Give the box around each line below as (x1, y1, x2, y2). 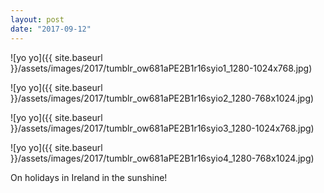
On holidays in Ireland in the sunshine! (10, 171, 168, 183)
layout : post (10, 14, 65, 25)
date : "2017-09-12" (10, 24, 92, 34)
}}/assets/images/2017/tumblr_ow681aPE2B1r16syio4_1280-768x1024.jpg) (10, 152, 315, 164)
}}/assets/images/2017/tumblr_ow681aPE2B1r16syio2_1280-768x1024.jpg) (10, 92, 315, 104)
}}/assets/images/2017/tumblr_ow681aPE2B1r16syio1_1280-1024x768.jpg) (10, 62, 313, 74)
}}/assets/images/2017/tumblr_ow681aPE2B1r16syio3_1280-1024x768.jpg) (10, 122, 315, 134)
